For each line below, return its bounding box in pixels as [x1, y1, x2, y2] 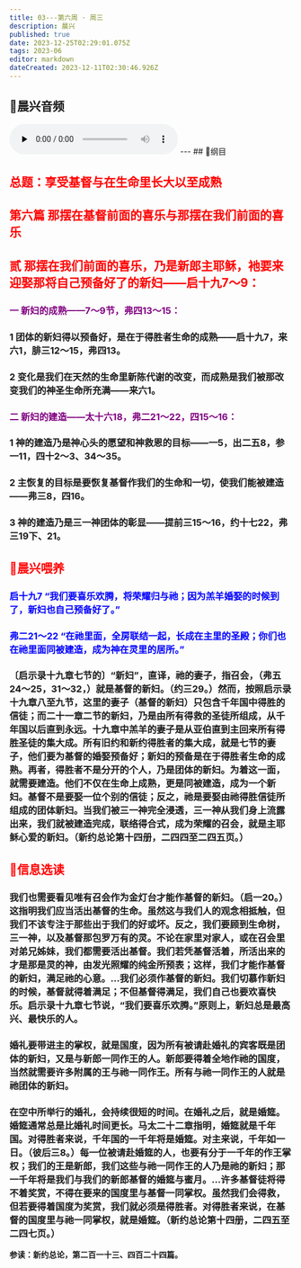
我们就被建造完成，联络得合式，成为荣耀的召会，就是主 [37, 817, 277, 830]
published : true [9, 30, 70, 39]
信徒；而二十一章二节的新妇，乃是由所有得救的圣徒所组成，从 [9, 710, 277, 722]
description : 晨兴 [9, 22, 75, 31]
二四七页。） [9, 1227, 60, 1239]
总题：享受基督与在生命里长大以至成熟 [9, 174, 222, 190]
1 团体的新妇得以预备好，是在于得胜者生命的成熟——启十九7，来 [9, 330, 288, 343]
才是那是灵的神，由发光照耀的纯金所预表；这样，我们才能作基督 [9, 959, 286, 971]
